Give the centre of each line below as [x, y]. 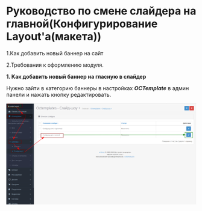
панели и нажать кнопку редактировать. [59, 94]
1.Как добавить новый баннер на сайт [55, 53]
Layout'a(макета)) [54, 37]
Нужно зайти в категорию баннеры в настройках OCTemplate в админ [98, 88]
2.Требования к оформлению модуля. [55, 65]
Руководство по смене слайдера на [101, 11]
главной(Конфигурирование [82, 24]
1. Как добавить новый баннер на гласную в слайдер [76, 76]
